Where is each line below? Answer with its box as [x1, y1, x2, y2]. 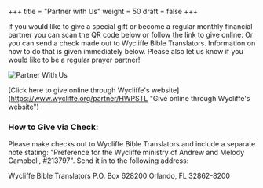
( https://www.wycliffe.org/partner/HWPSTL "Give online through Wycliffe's [8, 94, 250, 103]
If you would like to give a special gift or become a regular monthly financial [8, 22, 253, 31]
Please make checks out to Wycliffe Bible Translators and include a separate [8, 139, 256, 149]
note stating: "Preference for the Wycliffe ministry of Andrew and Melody [8, 148, 245, 157]
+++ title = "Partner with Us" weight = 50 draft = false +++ [8, 7, 198, 16]
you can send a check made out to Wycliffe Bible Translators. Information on [8, 38, 256, 48]
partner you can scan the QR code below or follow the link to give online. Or [8, 31, 254, 39]
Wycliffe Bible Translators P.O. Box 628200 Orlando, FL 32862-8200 [8, 172, 230, 181]
